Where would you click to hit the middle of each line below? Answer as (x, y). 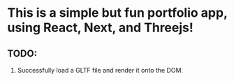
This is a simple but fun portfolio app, (117, 13)
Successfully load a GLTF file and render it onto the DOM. (100, 70)
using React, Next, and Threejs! (100, 28)
